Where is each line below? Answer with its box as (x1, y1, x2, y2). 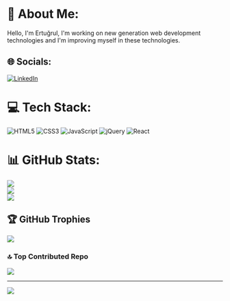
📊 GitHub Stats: (7, 152, 101, 167)
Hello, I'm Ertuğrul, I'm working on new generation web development (7, 29, 201, 37)
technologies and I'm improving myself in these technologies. (7, 36, 181, 44)
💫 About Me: (7, 6, 79, 22)
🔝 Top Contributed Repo (7, 252, 89, 261)
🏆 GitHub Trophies (7, 214, 91, 226)
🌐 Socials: (7, 56, 52, 68)
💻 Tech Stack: (7, 99, 92, 115)
